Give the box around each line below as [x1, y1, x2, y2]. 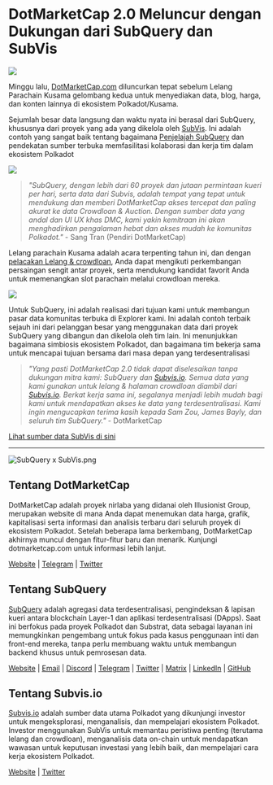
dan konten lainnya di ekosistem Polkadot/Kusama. [8, 98, 179, 108]
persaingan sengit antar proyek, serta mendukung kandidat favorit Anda [8, 265, 249, 275]
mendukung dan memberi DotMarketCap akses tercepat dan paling [28, 197, 257, 207]
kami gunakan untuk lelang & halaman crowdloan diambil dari [28, 381, 237, 390]
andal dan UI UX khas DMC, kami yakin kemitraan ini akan [28, 215, 226, 225]
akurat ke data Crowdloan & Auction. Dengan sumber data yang [28, 206, 245, 216]
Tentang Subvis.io [8, 687, 103, 700]
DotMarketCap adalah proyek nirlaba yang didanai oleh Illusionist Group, [8, 499, 251, 509]
